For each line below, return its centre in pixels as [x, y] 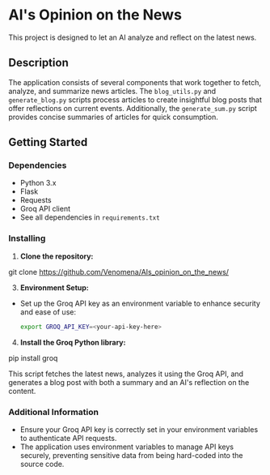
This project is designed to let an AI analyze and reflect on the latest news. [133, 37]
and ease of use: [48, 312]
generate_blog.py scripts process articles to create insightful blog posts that [135, 100]
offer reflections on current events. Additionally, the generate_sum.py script [133, 108]
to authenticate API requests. [68, 438]
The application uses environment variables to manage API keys [127, 447]
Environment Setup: [54, 287]
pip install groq [33, 357]
